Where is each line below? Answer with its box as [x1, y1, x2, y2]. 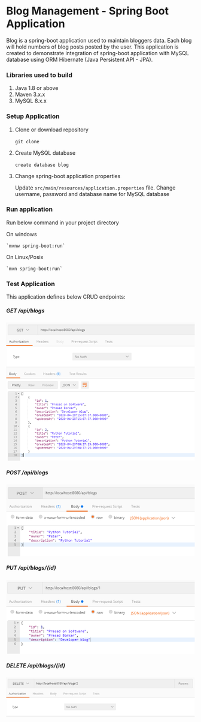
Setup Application [6, 112, 60, 121]
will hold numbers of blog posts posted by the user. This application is [6, 43, 179, 50]
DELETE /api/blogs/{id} [6, 661, 66, 669]
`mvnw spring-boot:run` [6, 243, 66, 249]
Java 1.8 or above [14, 85, 59, 92]
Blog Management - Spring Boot [6, 4, 169, 18]
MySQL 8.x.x [14, 97, 47, 104]
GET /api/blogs [6, 307, 45, 314]
